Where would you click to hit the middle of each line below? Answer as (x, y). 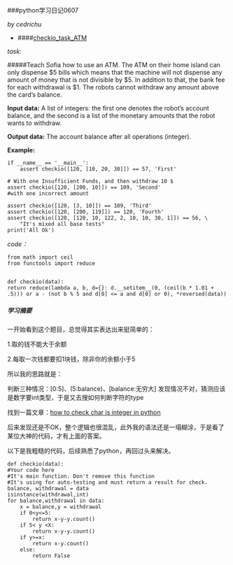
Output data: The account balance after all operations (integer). (99, 136)
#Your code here (31, 470)
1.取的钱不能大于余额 (37, 344)
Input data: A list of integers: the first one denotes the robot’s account (108, 108)
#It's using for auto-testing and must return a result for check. (108, 482)
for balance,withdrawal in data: (56, 501)
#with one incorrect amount (48, 194)
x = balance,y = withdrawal (61, 507)
